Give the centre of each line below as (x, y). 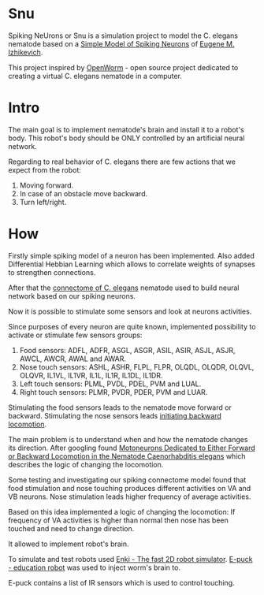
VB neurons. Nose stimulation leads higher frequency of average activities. (130, 496)
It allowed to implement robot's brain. (69, 544)
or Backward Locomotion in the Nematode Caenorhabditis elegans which (127, 456)
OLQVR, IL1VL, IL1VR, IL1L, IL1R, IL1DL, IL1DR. (91, 375)
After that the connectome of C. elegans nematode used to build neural (124, 288)
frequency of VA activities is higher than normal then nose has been (118, 520)
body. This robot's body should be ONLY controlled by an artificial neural (126, 138)
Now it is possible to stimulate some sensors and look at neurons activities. (130, 311)
